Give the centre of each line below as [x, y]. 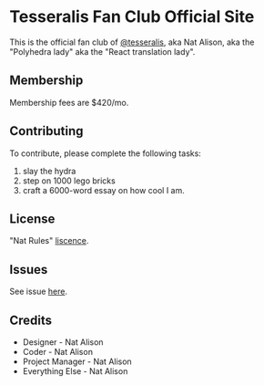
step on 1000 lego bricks [69, 181]
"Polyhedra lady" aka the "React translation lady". [102, 51]
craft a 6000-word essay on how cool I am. [103, 190]
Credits [31, 320]
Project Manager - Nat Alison [77, 361]
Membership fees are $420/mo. [69, 102]
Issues [29, 270]
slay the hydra [49, 171]
